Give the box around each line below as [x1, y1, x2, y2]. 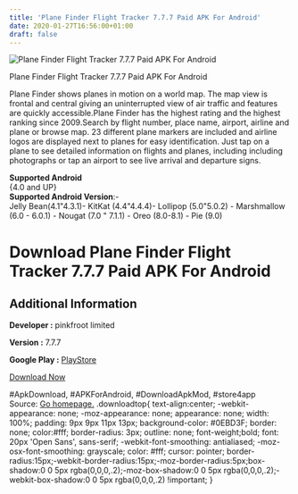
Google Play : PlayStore [9, 355, 96, 365]
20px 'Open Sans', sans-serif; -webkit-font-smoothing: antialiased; [9, 437, 256, 448]
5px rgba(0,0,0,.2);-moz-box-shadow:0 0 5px [54, 465, 222, 476]
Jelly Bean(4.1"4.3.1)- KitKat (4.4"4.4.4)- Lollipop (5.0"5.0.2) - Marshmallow [9, 201, 286, 212]
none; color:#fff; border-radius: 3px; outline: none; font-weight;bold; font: [9, 427, 279, 438]
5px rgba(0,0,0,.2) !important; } [99, 474, 213, 485]
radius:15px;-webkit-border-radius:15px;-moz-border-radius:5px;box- [9, 456, 266, 466]
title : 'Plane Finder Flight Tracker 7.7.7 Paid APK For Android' [9, 13, 261, 22]
